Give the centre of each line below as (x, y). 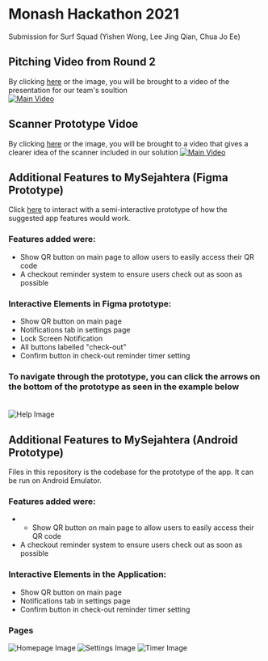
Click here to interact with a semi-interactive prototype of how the (118, 210)
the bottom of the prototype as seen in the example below (124, 387)
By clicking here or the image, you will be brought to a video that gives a (128, 143)
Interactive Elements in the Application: (88, 574)
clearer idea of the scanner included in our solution (93, 152)
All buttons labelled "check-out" (73, 347)
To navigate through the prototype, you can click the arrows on (134, 376)
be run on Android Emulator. (55, 481)
